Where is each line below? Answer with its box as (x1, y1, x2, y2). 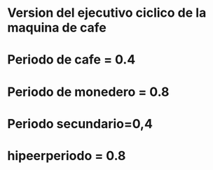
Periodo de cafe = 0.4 (7, 52, 136, 68)
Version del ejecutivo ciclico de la (7, 5, 207, 21)
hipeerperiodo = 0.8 (7, 148, 126, 164)
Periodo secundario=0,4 (7, 115, 153, 132)
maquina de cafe (7, 20, 106, 36)
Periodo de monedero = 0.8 (7, 84, 170, 99)
